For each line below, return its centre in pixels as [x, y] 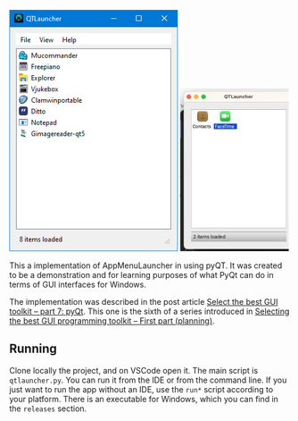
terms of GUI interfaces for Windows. [78, 284]
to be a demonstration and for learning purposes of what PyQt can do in [141, 275]
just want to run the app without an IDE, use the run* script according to [141, 389]
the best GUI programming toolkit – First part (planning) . [112, 321]
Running [33, 349]
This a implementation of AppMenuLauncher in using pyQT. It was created [146, 265]
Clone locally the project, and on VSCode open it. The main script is [134, 370]
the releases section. [48, 408]
